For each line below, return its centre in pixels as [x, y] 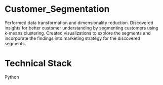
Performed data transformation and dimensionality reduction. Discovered [79, 23]
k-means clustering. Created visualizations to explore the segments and [78, 33]
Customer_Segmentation [57, 9]
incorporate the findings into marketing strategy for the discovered [72, 38]
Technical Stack [38, 64]
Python [12, 77]
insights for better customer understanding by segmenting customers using [81, 28]
